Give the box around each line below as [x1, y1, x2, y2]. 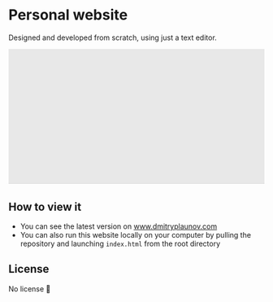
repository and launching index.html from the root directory [19, 239, 221, 249]
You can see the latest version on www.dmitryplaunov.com [19, 221, 218, 231]
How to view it [8, 199, 82, 213]
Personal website [8, 6, 128, 24]
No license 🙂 [8, 283, 51, 294]
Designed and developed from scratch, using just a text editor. [8, 33, 217, 42]
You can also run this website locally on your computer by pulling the [19, 230, 252, 240]
